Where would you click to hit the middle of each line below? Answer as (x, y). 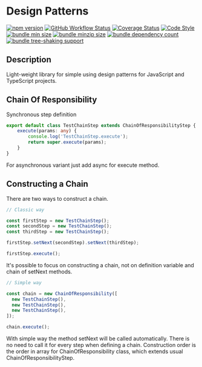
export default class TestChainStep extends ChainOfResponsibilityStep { (101, 125)
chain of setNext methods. (39, 271)
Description (29, 60)
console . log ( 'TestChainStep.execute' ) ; (78, 137)
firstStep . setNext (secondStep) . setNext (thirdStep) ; (73, 243)
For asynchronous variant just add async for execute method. (83, 165)
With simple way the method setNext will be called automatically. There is (98, 339)
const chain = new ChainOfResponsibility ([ (62, 294)
